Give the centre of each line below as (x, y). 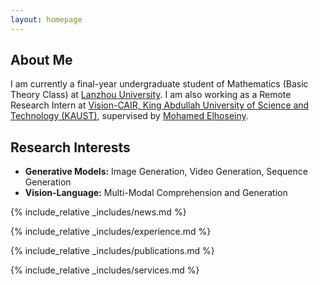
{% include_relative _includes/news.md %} (98, 212)
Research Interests (70, 147)
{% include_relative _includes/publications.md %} (112, 251)
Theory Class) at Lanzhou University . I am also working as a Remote (151, 95)
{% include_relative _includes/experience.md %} (111, 232)
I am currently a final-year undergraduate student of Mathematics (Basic (159, 84)
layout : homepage (46, 19)
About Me (41, 60)
